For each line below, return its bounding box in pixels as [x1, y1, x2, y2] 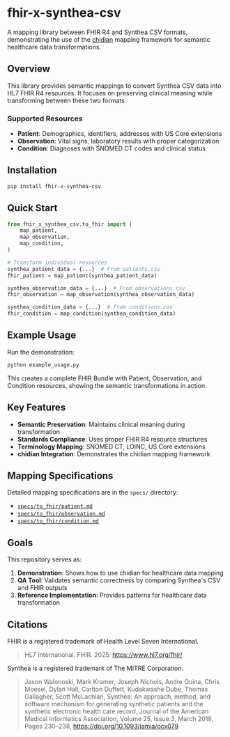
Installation [7, 164, 57, 176]
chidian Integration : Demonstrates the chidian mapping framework [17, 449, 210, 458]
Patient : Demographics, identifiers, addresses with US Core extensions [17, 130, 222, 138]
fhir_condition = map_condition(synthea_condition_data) [7, 310, 176, 318]
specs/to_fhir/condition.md [17, 518, 99, 525]
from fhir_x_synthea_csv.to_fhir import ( [7, 221, 132, 228]
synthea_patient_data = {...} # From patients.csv [7, 265, 160, 272]
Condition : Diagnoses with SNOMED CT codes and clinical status [17, 144, 206, 153]
